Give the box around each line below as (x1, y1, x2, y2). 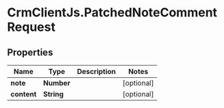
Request (7, 19, 56, 35)
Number (43, 79, 71, 87)
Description (77, 67, 116, 76)
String (43, 90, 64, 98)
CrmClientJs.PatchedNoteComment (7, 5, 218, 21)
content (10, 90, 37, 98)
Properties (7, 46, 53, 58)
